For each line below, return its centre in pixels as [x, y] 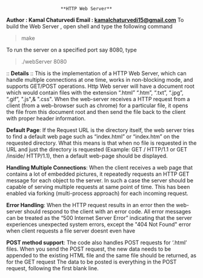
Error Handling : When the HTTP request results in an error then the [90, 205]
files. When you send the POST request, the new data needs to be [89, 249]
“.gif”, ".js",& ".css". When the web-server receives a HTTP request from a [98, 99]
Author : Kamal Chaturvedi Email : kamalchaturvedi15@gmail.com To [95, 20]
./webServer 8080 [44, 61]
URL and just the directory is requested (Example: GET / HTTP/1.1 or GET [97, 149]
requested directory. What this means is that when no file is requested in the [101, 143]
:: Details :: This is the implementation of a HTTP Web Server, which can [96, 73]
